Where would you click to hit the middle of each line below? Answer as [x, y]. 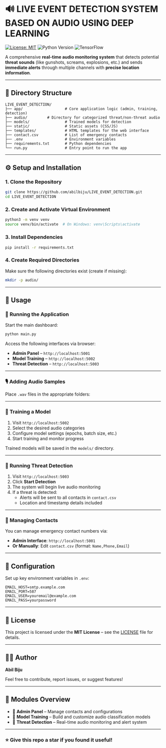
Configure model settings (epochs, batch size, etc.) [64, 433]
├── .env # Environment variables [61, 139]
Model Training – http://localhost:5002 [54, 359]
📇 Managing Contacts [32, 520]
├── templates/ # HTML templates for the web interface [77, 131]
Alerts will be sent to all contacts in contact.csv [68, 498]
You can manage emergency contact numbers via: [56, 531]
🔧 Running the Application [37, 314]
